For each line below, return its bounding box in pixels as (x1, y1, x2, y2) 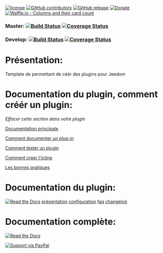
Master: (5, 23, 25, 30)
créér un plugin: (5, 99, 72, 110)
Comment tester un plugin (5, 145, 59, 151)
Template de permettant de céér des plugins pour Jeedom (5, 71, 126, 77)
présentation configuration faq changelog (41, 198, 127, 204)
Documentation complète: (5, 216, 116, 227)
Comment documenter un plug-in (5, 135, 74, 141)
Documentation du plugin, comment (5, 88, 158, 100)
